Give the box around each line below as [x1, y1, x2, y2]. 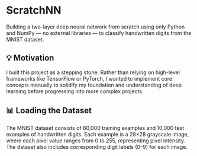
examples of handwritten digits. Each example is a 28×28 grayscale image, [6, 130, 189, 138]
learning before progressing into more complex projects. [6, 87, 144, 95]
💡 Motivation [6, 53, 54, 63]
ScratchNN [6, 4, 62, 17]
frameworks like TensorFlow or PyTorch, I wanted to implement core [6, 75, 173, 82]
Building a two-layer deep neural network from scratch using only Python [6, 23, 185, 30]
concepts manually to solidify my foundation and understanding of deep [6, 81, 182, 88]
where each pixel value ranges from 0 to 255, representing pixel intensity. [6, 137, 186, 144]
